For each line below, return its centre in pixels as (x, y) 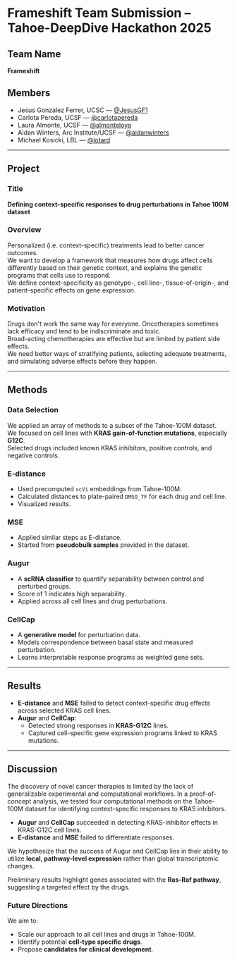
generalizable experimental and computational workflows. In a (98, 794)
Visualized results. (44, 504)
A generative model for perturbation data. (79, 634)
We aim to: (23, 921)
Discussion (32, 769)
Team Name (34, 54)
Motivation (26, 308)
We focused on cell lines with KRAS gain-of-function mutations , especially (117, 433)
